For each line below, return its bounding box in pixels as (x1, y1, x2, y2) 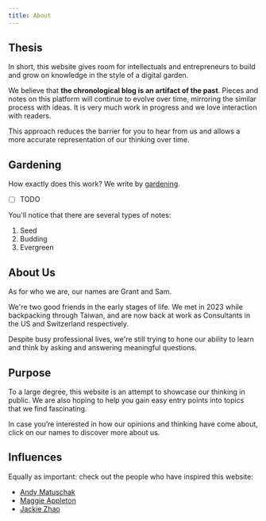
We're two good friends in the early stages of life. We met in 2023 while (8, 303, 244, 312)
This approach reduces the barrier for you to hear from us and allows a (8, 126, 241, 136)
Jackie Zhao (19, 504, 61, 513)
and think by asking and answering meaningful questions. (8, 343, 197, 353)
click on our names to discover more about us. (8, 427, 160, 437)
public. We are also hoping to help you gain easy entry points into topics (8, 395, 245, 405)
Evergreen (19, 243, 54, 253)
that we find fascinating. (8, 403, 87, 413)
